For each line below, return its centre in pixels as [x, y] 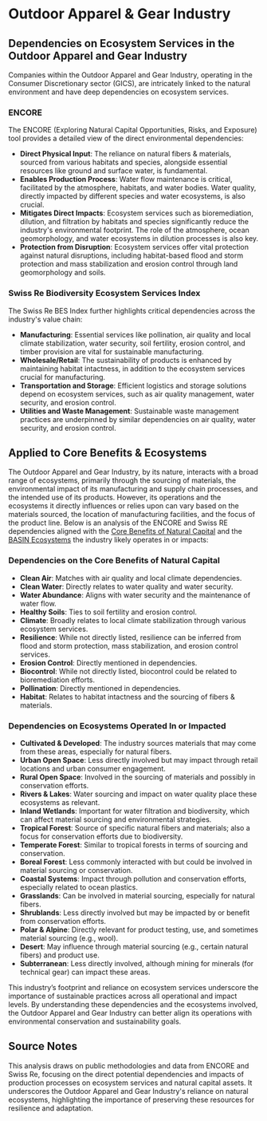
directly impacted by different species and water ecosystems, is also [132, 196]
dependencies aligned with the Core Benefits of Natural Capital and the [126, 531]
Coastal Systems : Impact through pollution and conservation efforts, [133, 879]
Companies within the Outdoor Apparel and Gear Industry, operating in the [130, 75]
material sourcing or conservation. [76, 870]
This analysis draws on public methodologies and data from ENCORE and [129, 1065]
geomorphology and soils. [63, 273]
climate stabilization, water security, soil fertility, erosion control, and [132, 343]
